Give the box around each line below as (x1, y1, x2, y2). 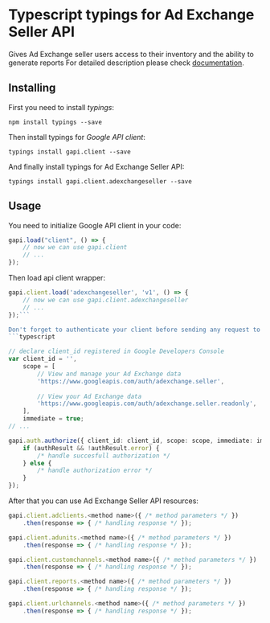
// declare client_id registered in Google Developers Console (8, 347, 225, 355)
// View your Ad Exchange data (37, 392, 142, 400)
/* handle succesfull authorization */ (37, 452, 171, 460)
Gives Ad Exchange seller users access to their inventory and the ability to (8, 49, 255, 59)
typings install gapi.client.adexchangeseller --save (8, 177, 193, 186)
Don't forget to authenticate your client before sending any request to (8, 326, 261, 334)
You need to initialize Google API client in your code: (8, 220, 182, 230)
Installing (8, 81, 56, 95)
